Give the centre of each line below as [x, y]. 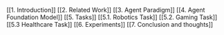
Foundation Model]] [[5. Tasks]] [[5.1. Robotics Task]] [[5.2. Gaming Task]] [112, 17]
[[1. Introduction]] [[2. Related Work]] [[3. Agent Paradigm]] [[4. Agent [106, 10]
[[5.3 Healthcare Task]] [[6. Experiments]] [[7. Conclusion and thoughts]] [110, 24]
